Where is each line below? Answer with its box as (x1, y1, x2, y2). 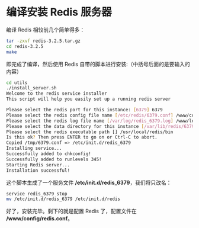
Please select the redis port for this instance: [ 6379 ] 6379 (6, 107, 163, 113)
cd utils (6, 79, 28, 86)
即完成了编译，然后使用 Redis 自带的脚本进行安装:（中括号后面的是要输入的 (6, 60, 191, 68)
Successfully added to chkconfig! (6, 151, 92, 157)
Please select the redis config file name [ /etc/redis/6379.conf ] (6, 112, 174, 118)
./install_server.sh (6, 85, 57, 91)
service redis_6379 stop (6, 191, 68, 197)
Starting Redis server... (6, 162, 70, 168)
